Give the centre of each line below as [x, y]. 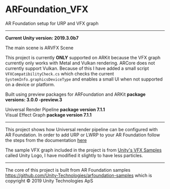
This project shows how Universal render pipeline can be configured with [81, 129]
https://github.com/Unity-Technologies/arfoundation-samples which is [79, 175]
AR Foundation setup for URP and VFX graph [52, 23]
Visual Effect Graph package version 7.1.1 [49, 115]
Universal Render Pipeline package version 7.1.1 [55, 109]
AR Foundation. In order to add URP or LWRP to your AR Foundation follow [83, 135]
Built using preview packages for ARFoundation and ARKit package [75, 94]
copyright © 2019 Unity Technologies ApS [49, 180]
